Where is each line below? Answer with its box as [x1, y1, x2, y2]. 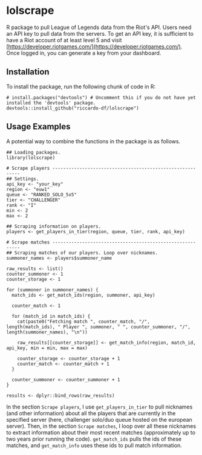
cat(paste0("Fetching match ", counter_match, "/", [17, 318, 150, 324]
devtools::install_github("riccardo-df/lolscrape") [6, 105, 139, 111]
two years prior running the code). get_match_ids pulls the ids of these [6, 435, 182, 442]
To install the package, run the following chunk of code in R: [6, 83, 156, 90]
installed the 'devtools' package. [6, 100, 96, 106]
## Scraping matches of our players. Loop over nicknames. [6, 250, 158, 256]
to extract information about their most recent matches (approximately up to [6, 428, 195, 436]
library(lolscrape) [6, 155, 56, 161]
